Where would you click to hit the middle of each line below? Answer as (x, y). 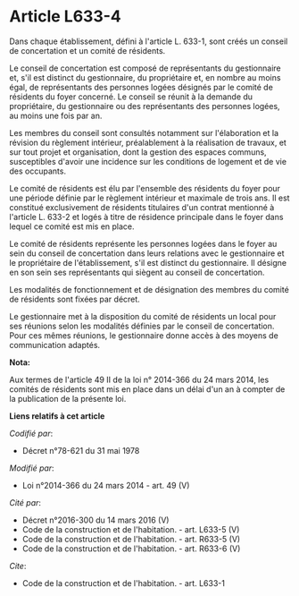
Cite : (18, 566)
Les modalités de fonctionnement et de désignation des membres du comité (149, 289)
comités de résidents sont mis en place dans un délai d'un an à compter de (147, 389)
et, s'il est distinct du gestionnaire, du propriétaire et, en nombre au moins (145, 77)
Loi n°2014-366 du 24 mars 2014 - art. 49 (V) (106, 485)
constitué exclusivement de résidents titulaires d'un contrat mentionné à (142, 207)
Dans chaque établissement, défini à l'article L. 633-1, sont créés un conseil (149, 41)
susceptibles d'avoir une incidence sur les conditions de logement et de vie (148, 161)
